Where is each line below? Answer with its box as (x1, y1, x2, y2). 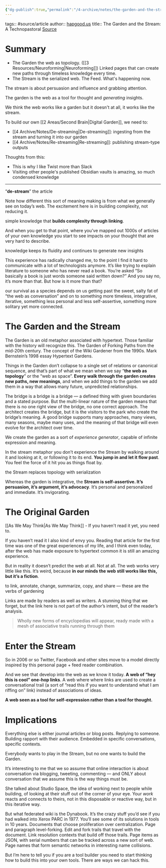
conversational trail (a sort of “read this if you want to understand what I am (5, 682, 159, 688)
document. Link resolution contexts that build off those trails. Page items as (5, 832, 159, 838)
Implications (5, 714, 57, 726)
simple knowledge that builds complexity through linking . (5, 218, 124, 224)
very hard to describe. (5, 238, 50, 244)
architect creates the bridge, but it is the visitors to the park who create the (5, 409, 158, 415)
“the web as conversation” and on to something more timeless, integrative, (5, 293, 157, 299)
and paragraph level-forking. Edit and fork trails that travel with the (5, 826, 141, 833)
